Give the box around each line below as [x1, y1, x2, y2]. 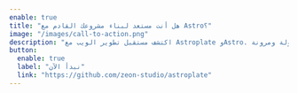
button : [9, 46, 38, 55]
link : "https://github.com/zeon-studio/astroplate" [17, 71, 213, 80]
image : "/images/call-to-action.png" [9, 29, 149, 38]
